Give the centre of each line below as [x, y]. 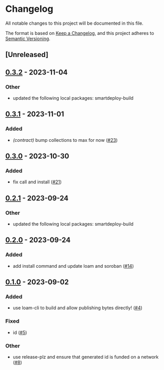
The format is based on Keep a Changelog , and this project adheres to [80, 33]
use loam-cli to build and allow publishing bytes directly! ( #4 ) [78, 308]
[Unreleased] [27, 55]
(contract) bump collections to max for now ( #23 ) [65, 140]
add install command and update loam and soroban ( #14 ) [73, 266]
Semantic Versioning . [28, 39]
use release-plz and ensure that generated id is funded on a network [86, 357]
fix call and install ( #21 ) [37, 182]
